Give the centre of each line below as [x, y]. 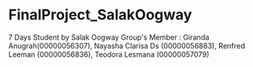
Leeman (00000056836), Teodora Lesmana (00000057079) [109, 54]
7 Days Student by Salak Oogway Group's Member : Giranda [109, 37]
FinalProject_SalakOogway [100, 15]
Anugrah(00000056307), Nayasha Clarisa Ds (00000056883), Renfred [127, 45]
